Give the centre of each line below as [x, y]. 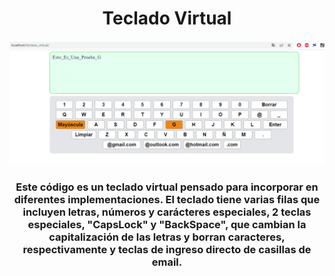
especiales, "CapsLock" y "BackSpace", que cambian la [167, 224]
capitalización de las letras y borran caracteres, [167, 237]
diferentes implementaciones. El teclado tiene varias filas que [167, 199]
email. [167, 262]
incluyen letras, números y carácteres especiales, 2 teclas [167, 212]
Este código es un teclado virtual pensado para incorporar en [167, 187]
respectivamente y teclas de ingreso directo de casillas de [167, 249]
